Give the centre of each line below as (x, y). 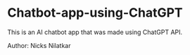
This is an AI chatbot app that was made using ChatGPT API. (95, 32)
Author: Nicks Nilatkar (39, 45)
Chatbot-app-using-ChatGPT (95, 13)
